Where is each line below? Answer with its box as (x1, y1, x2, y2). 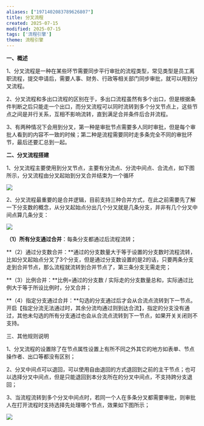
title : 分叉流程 (6, 15, 44, 21)
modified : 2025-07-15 (6, 25, 61, 32)
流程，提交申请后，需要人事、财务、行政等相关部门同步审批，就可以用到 (11, 75, 192, 82)
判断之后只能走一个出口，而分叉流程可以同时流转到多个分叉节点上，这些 (11, 103, 192, 110)
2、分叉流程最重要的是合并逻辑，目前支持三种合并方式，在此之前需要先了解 (6, 196, 196, 203)
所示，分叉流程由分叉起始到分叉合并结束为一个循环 (6, 172, 134, 179)
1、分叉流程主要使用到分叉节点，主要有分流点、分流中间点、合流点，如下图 (6, 164, 195, 171)
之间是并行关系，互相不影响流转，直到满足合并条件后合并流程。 (11, 110, 171, 118)
